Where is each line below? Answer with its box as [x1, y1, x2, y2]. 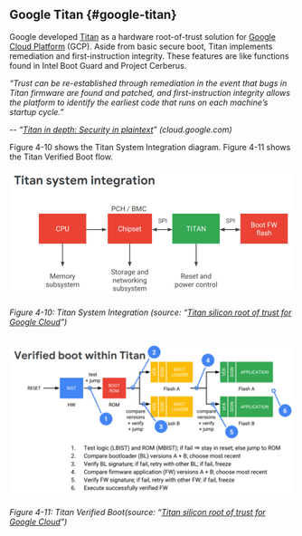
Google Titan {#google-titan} [9, 7, 177, 23]
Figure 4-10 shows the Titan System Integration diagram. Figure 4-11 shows [9, 141, 291, 152]
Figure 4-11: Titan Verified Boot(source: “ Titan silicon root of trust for [9, 507, 267, 518]
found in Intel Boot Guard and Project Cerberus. [9, 60, 187, 71]
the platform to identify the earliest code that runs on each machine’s [9, 97, 269, 108]
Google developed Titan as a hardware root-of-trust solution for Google [9, 31, 276, 42]
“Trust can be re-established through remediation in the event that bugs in [9, 77, 288, 89]
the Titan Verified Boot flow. [9, 151, 113, 162]
